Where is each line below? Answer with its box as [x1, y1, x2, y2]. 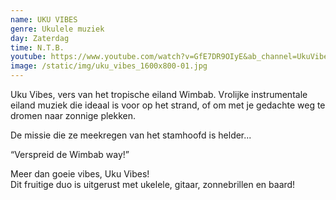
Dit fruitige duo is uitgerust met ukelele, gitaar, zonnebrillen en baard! [10, 179, 296, 190]
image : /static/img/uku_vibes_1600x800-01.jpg [10, 61, 208, 71]
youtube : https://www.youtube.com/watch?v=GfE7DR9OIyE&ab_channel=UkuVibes [10, 52, 333, 62]
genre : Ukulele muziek [10, 24, 105, 34]
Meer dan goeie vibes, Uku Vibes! [10, 168, 150, 180]
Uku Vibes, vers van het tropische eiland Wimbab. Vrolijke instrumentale [10, 89, 308, 100]
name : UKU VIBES [10, 14, 78, 25]
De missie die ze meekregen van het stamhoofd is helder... [10, 129, 252, 141]
